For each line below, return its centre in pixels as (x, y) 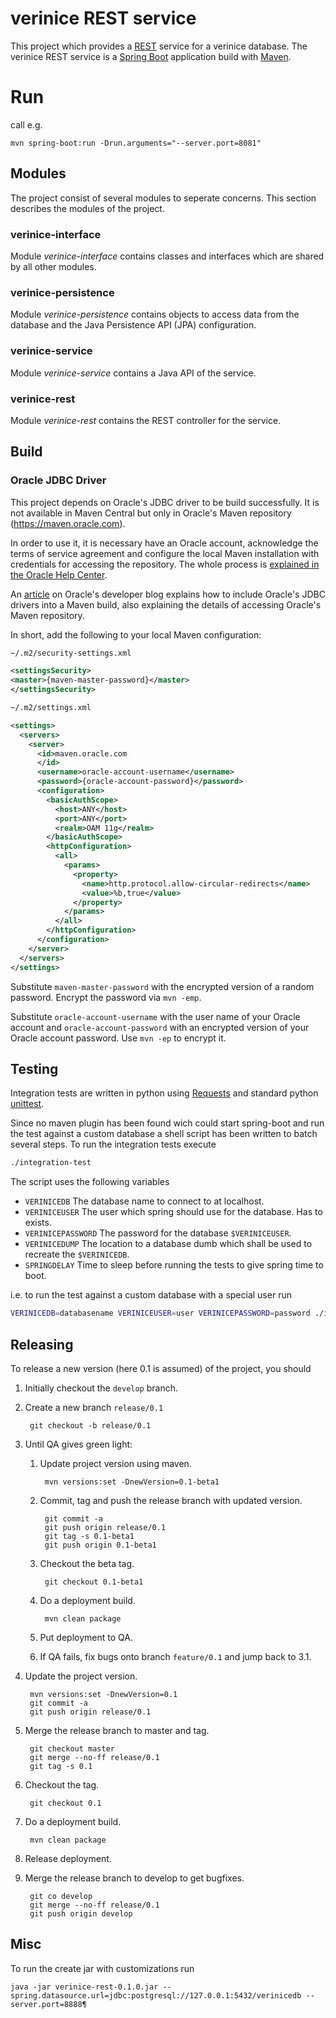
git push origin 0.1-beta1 (100, 1545)
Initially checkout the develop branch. (101, 1388)
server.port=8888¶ (48, 2004)
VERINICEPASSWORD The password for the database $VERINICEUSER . (158, 1233)
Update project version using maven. (115, 1463)
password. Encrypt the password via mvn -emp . (106, 997)
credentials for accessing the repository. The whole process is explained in (165, 564)
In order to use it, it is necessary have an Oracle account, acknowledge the (164, 543)
